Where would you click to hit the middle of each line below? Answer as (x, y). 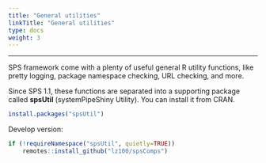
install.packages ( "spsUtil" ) (56, 114)
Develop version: (36, 129)
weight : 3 (25, 38)
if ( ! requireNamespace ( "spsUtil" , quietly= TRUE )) (92, 144)
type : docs (26, 30)
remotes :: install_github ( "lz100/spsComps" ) (95, 151)
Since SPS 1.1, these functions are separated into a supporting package (124, 91)
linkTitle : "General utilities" (61, 23)
